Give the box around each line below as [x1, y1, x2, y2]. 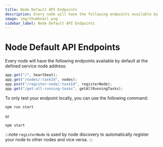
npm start [5, 123, 25, 127]
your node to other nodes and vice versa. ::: [5, 137, 93, 143]
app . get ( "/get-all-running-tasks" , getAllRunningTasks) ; [5, 86, 123, 91]
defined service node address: [5, 63, 67, 69]
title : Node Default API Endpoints [5, 7, 78, 12]
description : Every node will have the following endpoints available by [5, 12, 159, 17]
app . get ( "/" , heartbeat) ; [5, 73, 58, 78]
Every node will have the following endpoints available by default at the [5, 58, 148, 64]
